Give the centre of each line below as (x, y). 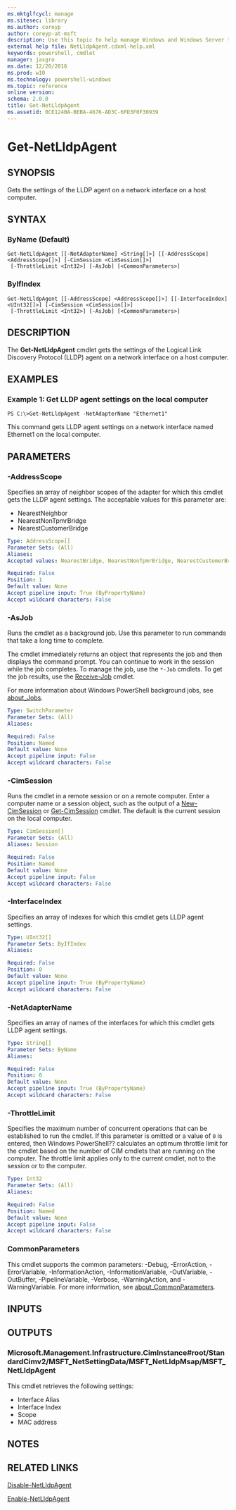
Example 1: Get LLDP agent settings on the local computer (108, 399)
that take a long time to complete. (56, 640)
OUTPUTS (30, 1333)
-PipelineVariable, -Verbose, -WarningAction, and (110, 1279)
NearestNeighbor (42, 513)
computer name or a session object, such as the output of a (94, 803)
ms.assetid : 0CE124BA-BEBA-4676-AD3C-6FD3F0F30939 (83, 112)
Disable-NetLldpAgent (39, 1485)
